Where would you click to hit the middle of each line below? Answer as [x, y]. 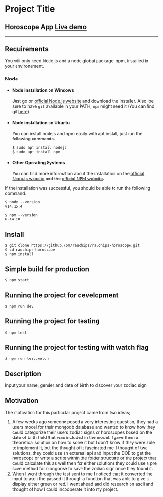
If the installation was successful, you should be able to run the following [78, 188]
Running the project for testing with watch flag [77, 347]
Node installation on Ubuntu [41, 122]
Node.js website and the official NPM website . [58, 179]
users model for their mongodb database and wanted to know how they [83, 427]
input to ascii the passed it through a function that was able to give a [81, 479]
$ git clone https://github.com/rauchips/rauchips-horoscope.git [72, 246]
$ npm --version [21, 215]
